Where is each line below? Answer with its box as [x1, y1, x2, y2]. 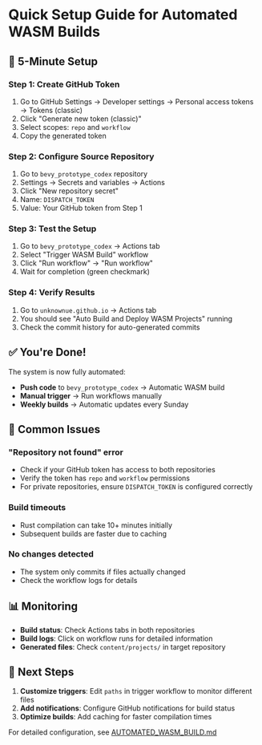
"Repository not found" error [8, 447, 124, 458]
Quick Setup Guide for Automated [8, 6, 238, 24]
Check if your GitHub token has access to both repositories [19, 465, 216, 475]
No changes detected [8, 549, 95, 560]
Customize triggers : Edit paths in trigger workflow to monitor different [19, 686, 252, 696]
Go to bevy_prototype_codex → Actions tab [19, 241, 160, 251]
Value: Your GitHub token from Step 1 [19, 203, 143, 213]
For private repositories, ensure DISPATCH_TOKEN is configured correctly [19, 482, 253, 492]
